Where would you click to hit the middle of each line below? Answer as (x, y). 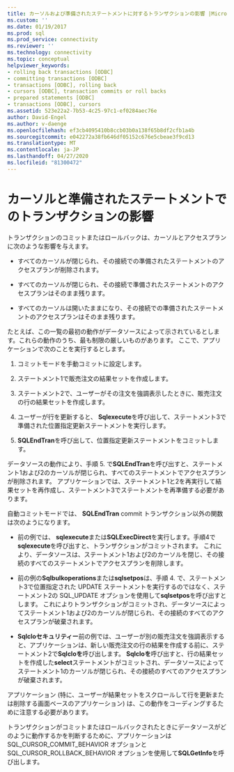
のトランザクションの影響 (81, 216)
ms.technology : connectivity (49, 53)
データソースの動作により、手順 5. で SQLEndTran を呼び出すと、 (100, 463)
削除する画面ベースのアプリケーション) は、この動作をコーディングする (115, 703)
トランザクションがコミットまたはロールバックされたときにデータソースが (114, 727)
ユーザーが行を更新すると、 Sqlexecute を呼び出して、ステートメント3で (122, 417)
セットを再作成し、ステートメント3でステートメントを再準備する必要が (116, 490)
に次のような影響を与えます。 (50, 246)
